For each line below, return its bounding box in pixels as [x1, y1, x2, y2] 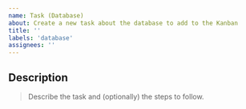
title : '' [8, 26, 42, 34]
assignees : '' [8, 41, 56, 49]
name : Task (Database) [8, 11, 84, 20]
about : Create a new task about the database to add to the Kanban [8, 19, 239, 27]
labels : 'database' [8, 33, 74, 42]
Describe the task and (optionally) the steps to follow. [27, 91, 204, 101]
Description [8, 71, 68, 84]
